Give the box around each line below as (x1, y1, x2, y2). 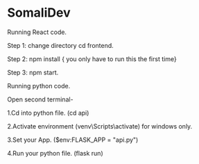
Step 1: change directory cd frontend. (7, 41, 114, 49)
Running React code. (7, 28, 67, 36)
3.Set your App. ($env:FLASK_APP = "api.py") (7, 136, 139, 144)
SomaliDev (7, 5, 71, 21)
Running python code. (7, 81, 71, 90)
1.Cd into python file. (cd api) (7, 108, 89, 117)
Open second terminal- (7, 95, 74, 104)
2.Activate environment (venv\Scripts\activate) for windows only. (7, 122, 193, 130)
